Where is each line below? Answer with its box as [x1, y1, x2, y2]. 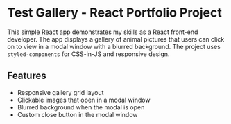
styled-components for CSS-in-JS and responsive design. [7, 50, 170, 58]
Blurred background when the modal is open [17, 103, 145, 112]
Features [7, 70, 46, 82]
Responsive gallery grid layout [17, 88, 104, 96]
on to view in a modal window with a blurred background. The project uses [7, 42, 221, 51]
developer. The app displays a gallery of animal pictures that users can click [7, 35, 225, 43]
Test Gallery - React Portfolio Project [7, 5, 222, 21]
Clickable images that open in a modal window [17, 96, 151, 104]
